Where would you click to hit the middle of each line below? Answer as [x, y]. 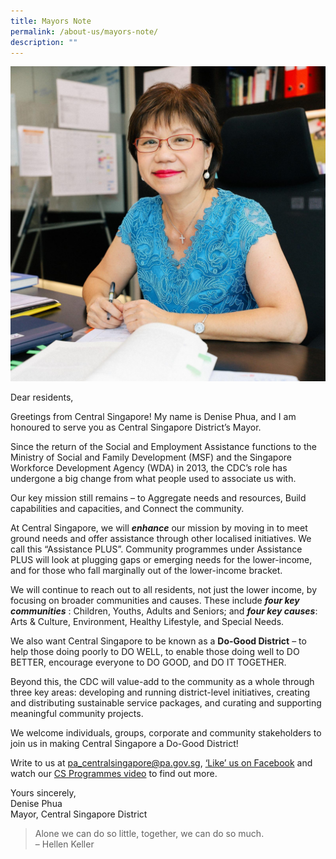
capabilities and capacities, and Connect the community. [127, 509]
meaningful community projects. [77, 714]
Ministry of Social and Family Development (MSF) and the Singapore [151, 457]
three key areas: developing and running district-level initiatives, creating [160, 692]
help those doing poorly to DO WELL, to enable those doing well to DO [155, 652]
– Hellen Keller [64, 844]
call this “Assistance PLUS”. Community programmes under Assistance [156, 549]
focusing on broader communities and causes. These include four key [155, 601]
